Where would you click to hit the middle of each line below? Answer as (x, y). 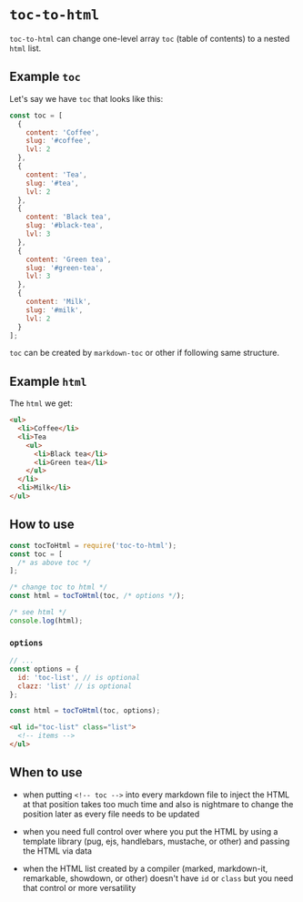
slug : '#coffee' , (59, 141)
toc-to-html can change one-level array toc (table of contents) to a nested (150, 38)
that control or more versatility (79, 887)
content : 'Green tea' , (69, 259)
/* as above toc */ (55, 562)
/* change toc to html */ (58, 588)
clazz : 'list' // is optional (75, 686)
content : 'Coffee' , (63, 132)
